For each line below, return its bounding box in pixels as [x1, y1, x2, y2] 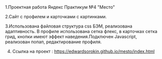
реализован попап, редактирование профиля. [5, 39, 102, 45]
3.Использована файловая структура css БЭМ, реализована [5, 23, 132, 29]
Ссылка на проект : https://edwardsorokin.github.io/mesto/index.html [12, 49, 155, 54]
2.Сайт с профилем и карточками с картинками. [5, 14, 107, 19]
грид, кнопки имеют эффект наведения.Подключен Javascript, [5, 34, 137, 39]
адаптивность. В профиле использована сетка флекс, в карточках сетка [5, 29, 158, 34]
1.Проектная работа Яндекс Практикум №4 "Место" [5, 4, 115, 10]
